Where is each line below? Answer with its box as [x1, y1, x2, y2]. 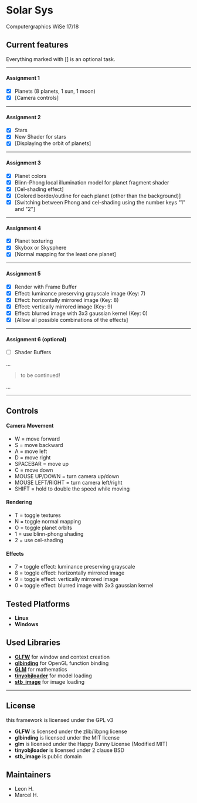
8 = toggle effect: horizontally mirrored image [14, 569, 125, 576]
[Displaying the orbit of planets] [14, 140, 91, 147]
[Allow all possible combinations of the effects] [14, 316, 128, 323]
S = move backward [14, 441, 63, 448]
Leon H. [14, 785, 34, 792]
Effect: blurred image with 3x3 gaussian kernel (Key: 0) [14, 310, 148, 317]
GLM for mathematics [14, 666, 67, 673]
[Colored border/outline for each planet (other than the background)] [14, 192, 181, 199]
